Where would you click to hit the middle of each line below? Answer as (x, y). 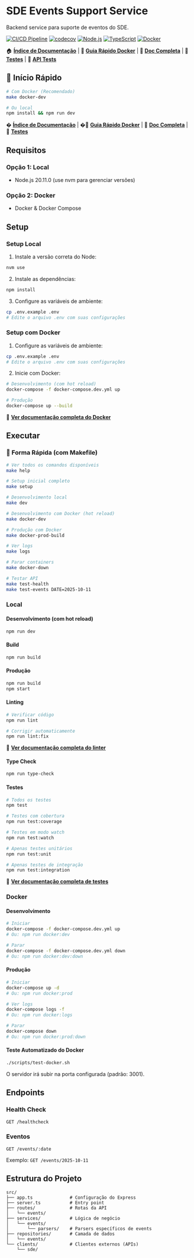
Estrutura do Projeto (44, 1179)
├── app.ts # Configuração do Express (71, 1198)
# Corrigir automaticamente (41, 731)
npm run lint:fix (28, 736)
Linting (15, 702)
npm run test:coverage (34, 822)
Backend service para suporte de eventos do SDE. (67, 27)
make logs (18, 552)
